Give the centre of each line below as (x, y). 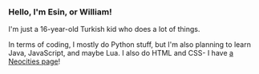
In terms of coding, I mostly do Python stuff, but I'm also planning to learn (129, 45)
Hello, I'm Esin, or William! (60, 12)
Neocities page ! (34, 61)
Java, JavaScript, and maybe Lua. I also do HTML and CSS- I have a (121, 53)
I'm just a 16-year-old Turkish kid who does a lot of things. (104, 29)
